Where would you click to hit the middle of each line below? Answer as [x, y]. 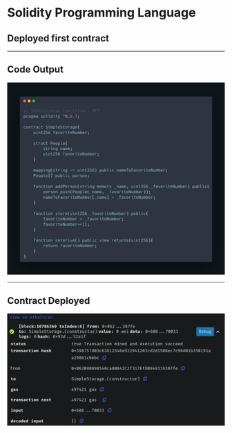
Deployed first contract [58, 38]
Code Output [36, 69]
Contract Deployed [49, 301]
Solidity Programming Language [101, 13]
